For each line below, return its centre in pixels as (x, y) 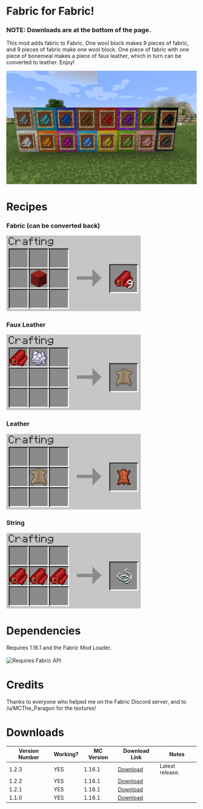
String (16, 523)
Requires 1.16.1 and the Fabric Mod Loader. (59, 648)
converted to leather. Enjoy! (40, 62)
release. (170, 773)
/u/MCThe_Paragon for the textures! (51, 708)
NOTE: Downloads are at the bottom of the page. (79, 30)
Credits (25, 685)
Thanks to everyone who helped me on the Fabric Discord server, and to (96, 701)
